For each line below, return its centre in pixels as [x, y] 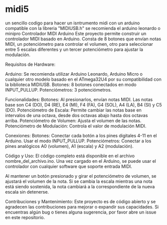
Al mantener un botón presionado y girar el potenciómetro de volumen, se [81, 176]
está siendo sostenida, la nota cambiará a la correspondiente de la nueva [80, 186]
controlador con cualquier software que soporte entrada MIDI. [69, 166]
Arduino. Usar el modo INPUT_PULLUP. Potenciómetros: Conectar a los [78, 141]
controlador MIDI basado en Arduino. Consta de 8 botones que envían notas [83, 39]
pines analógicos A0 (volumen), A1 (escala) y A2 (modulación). [69, 146]
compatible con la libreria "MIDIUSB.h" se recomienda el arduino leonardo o [83, 28]
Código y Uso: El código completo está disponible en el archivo [70, 156]
